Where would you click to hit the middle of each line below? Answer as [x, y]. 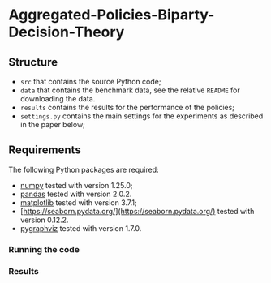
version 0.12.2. [44, 220]
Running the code [44, 249]
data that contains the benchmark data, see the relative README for [130, 90]
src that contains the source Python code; [90, 81]
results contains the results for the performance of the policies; [127, 107]
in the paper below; [52, 124]
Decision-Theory [67, 32]
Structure [33, 62]
